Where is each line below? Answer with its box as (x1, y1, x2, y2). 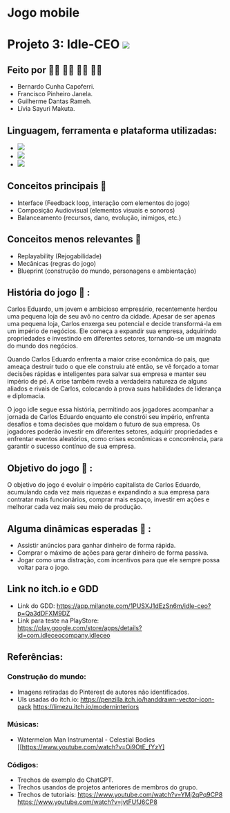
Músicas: (7, 720, 39, 729)
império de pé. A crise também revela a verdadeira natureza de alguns (7, 377, 207, 386)
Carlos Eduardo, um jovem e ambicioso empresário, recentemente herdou (7, 305, 218, 313)
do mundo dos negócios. (7, 341, 78, 350)
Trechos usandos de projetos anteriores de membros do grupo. (17, 783, 198, 792)
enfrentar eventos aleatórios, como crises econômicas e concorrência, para (7, 435, 223, 443)
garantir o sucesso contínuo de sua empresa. (7, 442, 136, 451)
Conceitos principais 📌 (7, 180, 107, 192)
